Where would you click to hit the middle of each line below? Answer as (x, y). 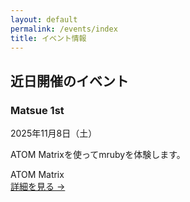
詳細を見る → (38, 187)
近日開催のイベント (69, 81)
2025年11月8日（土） (54, 133)
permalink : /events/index (64, 29)
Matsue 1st (37, 110)
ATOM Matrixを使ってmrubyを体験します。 (98, 155)
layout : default (44, 19)
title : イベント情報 (48, 38)
